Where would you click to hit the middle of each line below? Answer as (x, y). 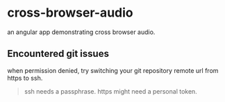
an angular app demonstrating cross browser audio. (81, 32)
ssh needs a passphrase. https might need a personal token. (111, 91)
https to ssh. (25, 78)
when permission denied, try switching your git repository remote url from (113, 70)
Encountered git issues (58, 54)
